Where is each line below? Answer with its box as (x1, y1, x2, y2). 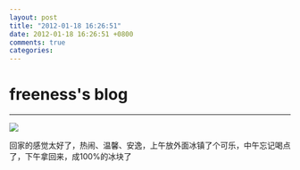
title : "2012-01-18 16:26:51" (9, 21, 122, 30)
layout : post (9, 12, 58, 22)
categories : (9, 46, 54, 55)
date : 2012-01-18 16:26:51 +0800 (9, 29, 134, 38)
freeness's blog (9, 85, 129, 105)
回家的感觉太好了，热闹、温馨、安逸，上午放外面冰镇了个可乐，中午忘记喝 (9, 140, 283, 151)
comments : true (9, 37, 66, 47)
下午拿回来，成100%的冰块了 (24, 151, 132, 162)
